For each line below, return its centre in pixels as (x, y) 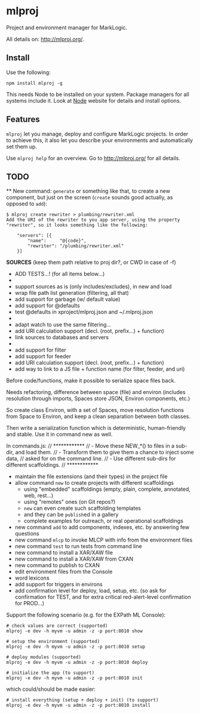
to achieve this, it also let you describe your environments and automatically (99, 140)
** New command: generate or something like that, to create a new (88, 191)
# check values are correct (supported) (57, 626)
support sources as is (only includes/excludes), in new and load (93, 287)
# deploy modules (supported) (44, 657)
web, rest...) (39, 496)
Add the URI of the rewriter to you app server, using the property (93, 220)
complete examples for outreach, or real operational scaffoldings (104, 521)
